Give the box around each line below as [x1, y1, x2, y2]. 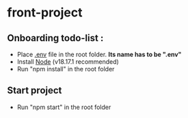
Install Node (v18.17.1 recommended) [16, 58, 120, 66]
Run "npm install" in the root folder [16, 65, 115, 73]
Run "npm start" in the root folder [16, 103, 111, 111]
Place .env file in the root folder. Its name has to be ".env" [16, 50, 182, 58]
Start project [7, 84, 62, 97]
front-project [7, 5, 83, 21]
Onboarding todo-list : [7, 32, 104, 44]
